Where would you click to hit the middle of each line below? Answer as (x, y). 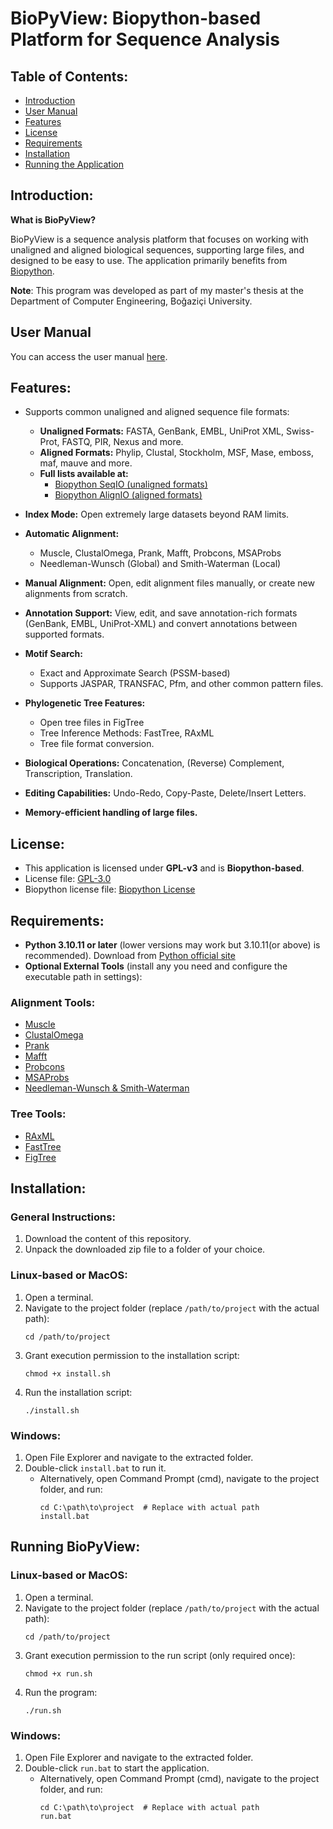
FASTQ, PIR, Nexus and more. (122, 442)
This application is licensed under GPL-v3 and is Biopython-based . (164, 868)
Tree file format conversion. (97, 744)
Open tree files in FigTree (92, 723)
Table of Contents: (69, 76)
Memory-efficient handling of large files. (111, 813)
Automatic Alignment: (72, 534)
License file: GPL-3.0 (68, 879)
